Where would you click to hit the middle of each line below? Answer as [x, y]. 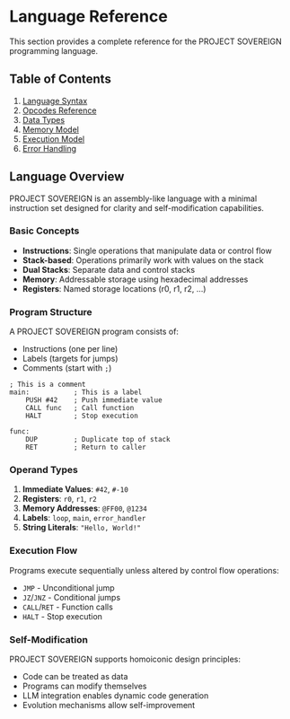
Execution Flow [44, 551]
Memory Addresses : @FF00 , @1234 [85, 508]
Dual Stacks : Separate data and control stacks [109, 269]
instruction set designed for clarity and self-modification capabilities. [137, 207]
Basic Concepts [44, 231]
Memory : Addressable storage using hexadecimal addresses [135, 279]
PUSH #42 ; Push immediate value [94, 400]
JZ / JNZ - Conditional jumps [71, 597]
